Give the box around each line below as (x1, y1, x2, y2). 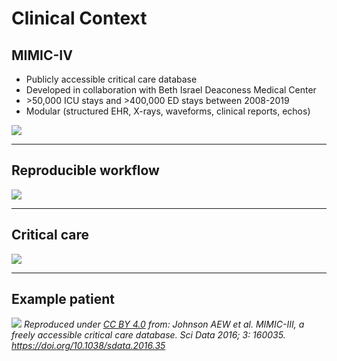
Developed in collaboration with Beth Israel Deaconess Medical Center (25, 84, 317, 96)
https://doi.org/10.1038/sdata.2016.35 (11, 340, 166, 352)
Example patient (11, 291, 115, 308)
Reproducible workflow (11, 162, 160, 179)
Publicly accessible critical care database (25, 73, 198, 85)
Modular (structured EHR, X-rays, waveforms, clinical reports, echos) (25, 105, 311, 117)
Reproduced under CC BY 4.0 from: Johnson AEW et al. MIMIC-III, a (23, 318, 305, 331)
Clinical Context (11, 7, 148, 30)
